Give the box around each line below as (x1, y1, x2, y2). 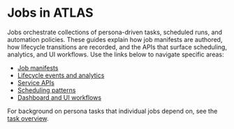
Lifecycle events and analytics (17, 71, 105, 79)
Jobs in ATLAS (7, 5, 94, 21)
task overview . (7, 114, 49, 123)
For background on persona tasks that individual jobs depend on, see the (7, 107, 218, 115)
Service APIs (17, 78, 54, 86)
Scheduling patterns (17, 86, 76, 94)
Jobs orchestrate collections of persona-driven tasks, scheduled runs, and (7, 28, 222, 36)
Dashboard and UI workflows (17, 93, 102, 102)
